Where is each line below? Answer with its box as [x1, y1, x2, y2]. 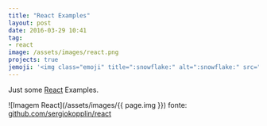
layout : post [8, 19, 52, 27]
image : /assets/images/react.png [8, 48, 119, 56]
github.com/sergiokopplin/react [8, 109, 112, 118]
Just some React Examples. [8, 85, 99, 94]
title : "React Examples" [8, 11, 91, 20]
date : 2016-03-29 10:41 [8, 26, 87, 34]
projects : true [8, 56, 59, 64]
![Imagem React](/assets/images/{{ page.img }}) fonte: [8, 100, 188, 109]
